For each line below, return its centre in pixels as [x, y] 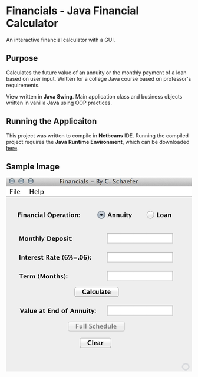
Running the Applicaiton [52, 121]
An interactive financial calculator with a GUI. [61, 40]
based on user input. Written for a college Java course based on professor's [99, 78]
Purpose [22, 58]
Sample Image [33, 166]
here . [12, 148]
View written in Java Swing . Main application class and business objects [94, 96]
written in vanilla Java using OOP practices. [59, 103]
